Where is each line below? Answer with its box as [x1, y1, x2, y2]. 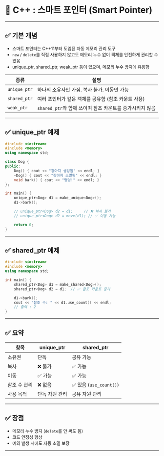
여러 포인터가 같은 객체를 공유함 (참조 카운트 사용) [37, 95, 145, 102]
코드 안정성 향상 [12, 434, 42, 440]
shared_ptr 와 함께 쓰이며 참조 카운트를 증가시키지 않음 [37, 104, 156, 111]
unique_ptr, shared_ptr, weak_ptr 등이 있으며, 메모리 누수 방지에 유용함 [12, 64, 150, 70]
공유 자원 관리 [72, 390, 102, 397]
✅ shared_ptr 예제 [5, 246, 60, 254]
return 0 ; [14, 222, 34, 227]
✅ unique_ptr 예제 [5, 128, 60, 136]
